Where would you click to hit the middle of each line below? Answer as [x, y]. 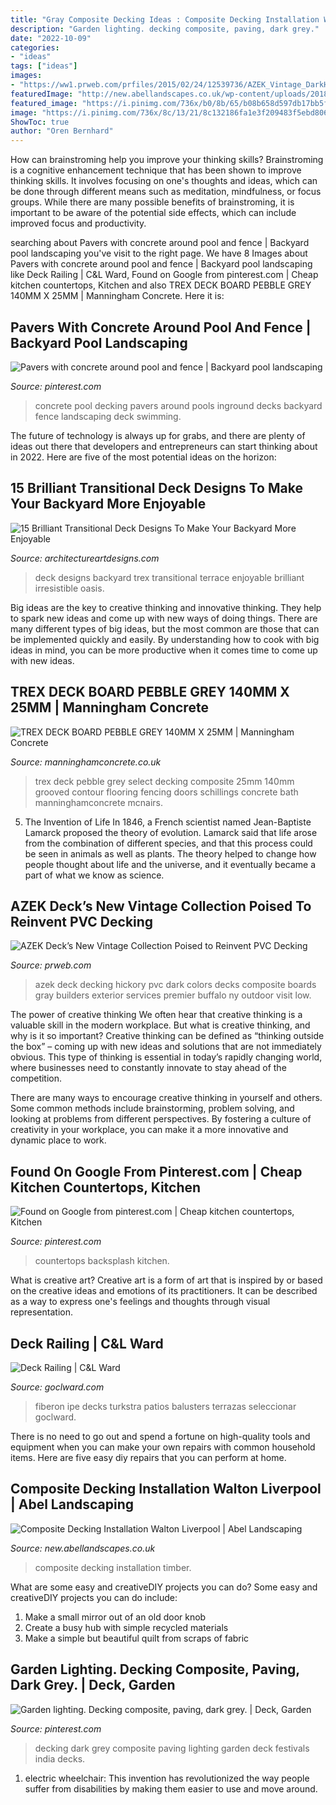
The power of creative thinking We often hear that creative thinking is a [156, 1015]
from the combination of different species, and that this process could [168, 843]
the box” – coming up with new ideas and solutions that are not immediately [166, 1047]
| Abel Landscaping [72, 1504]
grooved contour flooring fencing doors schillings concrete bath [166, 792]
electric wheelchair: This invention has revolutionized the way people [167, 1778]
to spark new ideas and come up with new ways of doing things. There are [164, 618]
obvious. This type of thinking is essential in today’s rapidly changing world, [166, 1057]
